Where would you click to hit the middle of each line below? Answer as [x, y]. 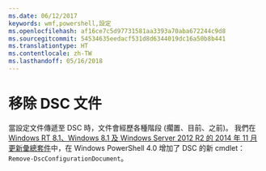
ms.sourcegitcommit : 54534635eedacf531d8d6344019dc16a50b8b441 [117, 38]
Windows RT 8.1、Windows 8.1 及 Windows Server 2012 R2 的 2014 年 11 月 [133, 138]
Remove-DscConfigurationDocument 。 [68, 158]
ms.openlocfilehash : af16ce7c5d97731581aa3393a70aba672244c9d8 [117, 31]
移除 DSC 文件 [55, 104]
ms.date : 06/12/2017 [43, 16]
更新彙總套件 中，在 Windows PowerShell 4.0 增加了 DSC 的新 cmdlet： [127, 147]
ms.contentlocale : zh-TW [50, 53]
